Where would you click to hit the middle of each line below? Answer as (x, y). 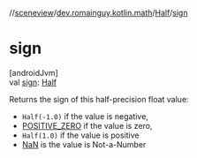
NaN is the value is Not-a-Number (84, 144)
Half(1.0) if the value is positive (80, 135)
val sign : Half (33, 82)
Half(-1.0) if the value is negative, (85, 116)
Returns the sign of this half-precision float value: (99, 99)
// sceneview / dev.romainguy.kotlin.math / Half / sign (98, 13)
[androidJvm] (34, 72)
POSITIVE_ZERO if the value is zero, (87, 125)
